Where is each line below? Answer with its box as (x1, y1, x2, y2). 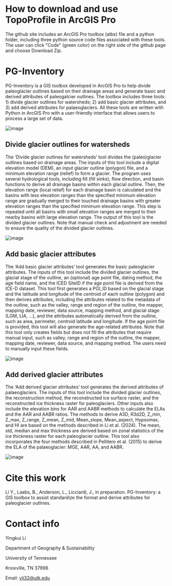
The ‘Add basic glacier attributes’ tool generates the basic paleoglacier (5, 263, 155, 270)
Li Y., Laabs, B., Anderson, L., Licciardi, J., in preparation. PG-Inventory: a (5, 489, 161, 495)
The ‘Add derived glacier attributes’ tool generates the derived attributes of (5, 384, 164, 390)
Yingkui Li (5, 535, 26, 541)
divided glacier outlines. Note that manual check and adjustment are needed (5, 219, 167, 225)
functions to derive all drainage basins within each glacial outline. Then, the (5, 181, 165, 187)
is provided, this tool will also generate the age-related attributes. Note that (5, 324, 164, 330)
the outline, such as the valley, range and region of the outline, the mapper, (5, 301, 164, 308)
